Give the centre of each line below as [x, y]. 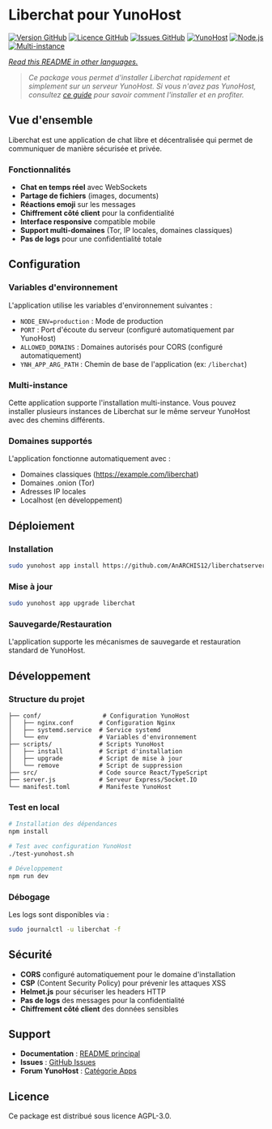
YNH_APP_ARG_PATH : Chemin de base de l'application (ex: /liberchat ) [134, 364]
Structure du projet [47, 699]
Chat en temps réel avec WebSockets [83, 187]
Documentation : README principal [80, 1054]
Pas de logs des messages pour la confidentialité [102, 1000]
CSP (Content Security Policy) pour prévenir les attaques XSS [123, 983]
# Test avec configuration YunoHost [70, 847]
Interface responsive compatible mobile [88, 222]
